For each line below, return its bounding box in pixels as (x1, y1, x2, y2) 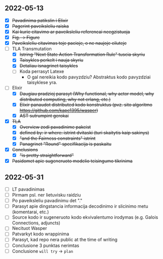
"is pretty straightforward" (19, 152, 74, 158)
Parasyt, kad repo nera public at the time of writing (12, 236, 118, 243)
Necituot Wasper (12, 225, 47, 231)
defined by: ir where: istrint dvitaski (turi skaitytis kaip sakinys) (19, 129, 149, 135)
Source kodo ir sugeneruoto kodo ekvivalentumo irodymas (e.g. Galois (12, 214, 158, 220)
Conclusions (12, 147, 38, 152)
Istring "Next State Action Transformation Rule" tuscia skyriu (19, 51, 145, 57)
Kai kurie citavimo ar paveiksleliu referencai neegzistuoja (12, 29, 130, 35)
